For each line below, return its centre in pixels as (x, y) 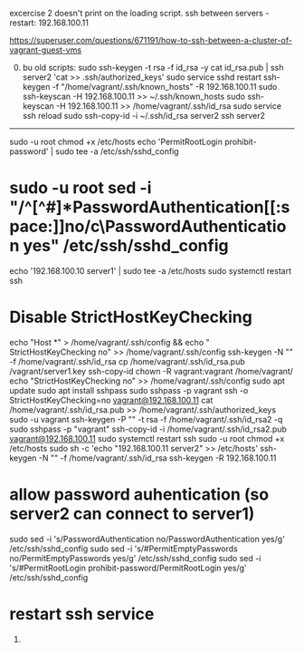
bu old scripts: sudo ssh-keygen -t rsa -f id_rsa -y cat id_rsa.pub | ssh (153, 68)
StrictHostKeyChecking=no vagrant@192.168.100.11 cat (111, 400)
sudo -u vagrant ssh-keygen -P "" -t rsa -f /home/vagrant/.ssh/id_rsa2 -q (146, 419)
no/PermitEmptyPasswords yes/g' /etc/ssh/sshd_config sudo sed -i (135, 558)
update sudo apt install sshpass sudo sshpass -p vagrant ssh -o (129, 390)
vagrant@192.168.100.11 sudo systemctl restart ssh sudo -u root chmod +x (147, 438)
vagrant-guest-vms (46, 50)
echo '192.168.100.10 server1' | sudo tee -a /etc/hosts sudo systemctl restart (151, 270)
